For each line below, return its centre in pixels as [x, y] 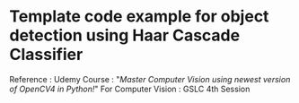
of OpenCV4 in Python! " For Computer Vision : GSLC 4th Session [130, 89]
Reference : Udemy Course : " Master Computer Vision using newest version [150, 79]
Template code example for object [139, 17]
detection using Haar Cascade [125, 35]
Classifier [46, 55]
